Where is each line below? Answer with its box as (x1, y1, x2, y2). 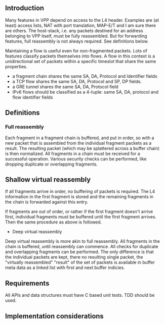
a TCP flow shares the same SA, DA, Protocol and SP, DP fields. (12, 78, 142, 84)
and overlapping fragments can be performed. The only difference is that (5, 249, 154, 255)
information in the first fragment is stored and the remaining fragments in (5, 194, 154, 200)
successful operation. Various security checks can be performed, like (5, 156, 147, 162)
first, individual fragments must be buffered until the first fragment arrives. (5, 214, 157, 220)
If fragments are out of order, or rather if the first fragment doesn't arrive (5, 209, 153, 215)
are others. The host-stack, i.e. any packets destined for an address (5, 27, 143, 34)
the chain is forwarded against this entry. (5, 199, 88, 205)
